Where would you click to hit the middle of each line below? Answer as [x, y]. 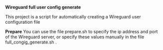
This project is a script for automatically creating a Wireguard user [73, 17]
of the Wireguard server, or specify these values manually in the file [75, 37]
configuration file [23, 22]
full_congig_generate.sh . [31, 42]
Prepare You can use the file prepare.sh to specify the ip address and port [81, 31]
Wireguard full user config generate [43, 7]
